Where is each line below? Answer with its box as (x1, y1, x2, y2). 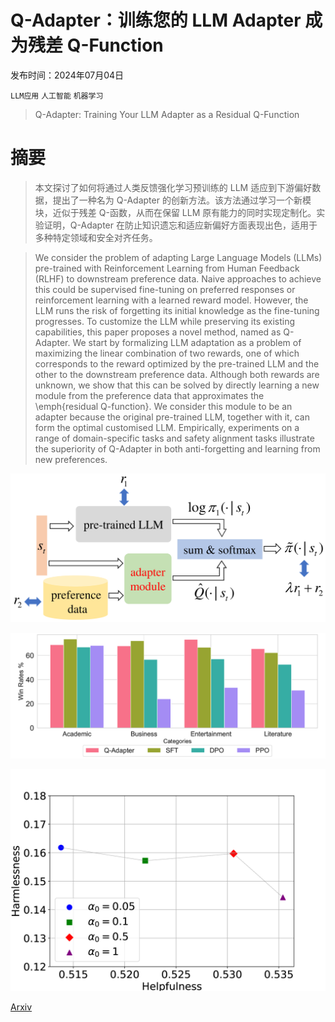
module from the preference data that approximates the (34, 389, 265, 401)
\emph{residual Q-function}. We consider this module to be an (34, 400, 293, 412)
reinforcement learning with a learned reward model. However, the (34, 294, 309, 306)
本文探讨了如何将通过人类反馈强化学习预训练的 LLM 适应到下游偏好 (34, 181, 313, 193)
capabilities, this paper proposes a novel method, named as (34, 326, 282, 338)
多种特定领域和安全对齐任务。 (34, 231, 158, 243)
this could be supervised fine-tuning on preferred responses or (34, 283, 296, 295)
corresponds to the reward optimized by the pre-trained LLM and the (34, 357, 320, 370)
